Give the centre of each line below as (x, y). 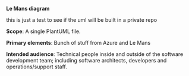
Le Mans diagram (28, 9)
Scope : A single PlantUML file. (43, 31)
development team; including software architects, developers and (86, 60)
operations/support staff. (37, 67)
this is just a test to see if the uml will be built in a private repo (82, 20)
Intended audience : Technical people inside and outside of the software (95, 54)
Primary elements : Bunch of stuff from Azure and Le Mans (78, 43)
